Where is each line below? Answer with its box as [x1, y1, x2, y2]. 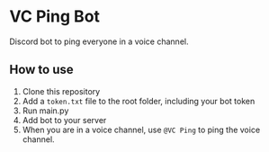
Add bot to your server [22, 114, 107, 125]
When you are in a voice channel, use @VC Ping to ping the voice [22, 124, 261, 135]
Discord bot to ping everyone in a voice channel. [9, 36, 189, 47]
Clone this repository [22, 85, 101, 96]
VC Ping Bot [9, 6, 101, 27]
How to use [9, 62, 74, 77]
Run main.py [22, 105, 69, 116]
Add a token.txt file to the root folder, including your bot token [22, 95, 256, 106]
